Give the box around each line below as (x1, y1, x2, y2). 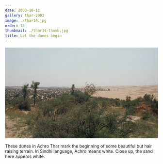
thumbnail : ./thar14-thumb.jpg (5, 28, 68, 33)
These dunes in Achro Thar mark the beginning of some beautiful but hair (5, 143, 152, 149)
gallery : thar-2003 (5, 13, 45, 18)
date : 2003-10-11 (5, 8, 40, 13)
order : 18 (5, 23, 25, 28)
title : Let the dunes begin (5, 33, 62, 38)
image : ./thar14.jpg (5, 18, 47, 23)
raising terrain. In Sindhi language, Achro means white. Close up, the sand (5, 148, 153, 154)
